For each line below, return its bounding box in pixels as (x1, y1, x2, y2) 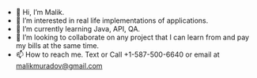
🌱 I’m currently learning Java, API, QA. (15, 24, 141, 33)
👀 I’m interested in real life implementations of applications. (15, 16, 209, 25)
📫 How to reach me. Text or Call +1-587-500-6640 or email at (15, 50, 220, 59)
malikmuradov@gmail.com (15, 61, 103, 70)
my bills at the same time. (15, 41, 100, 50)
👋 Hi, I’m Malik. (15, 8, 65, 17)
